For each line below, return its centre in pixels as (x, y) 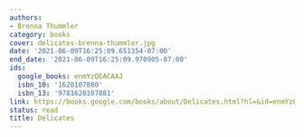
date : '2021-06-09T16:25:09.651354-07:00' (90, 51)
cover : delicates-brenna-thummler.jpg (82, 43)
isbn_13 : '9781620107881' (66, 93)
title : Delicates (42, 118)
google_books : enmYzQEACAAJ (71, 77)
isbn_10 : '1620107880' (60, 85)
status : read (34, 110)
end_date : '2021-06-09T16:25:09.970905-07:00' (99, 59)
